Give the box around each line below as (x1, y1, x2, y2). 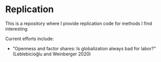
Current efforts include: (5, 36, 54, 42)
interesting (5, 25, 28, 32)
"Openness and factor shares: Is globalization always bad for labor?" (12, 45, 156, 51)
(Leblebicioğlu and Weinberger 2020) (12, 51, 91, 57)
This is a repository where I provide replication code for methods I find (5, 20, 152, 26)
